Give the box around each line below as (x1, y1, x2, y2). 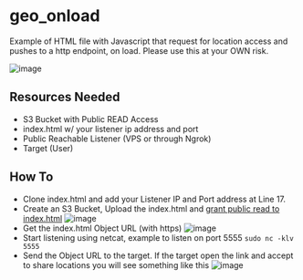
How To (9, 170, 54, 185)
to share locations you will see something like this (22, 259, 210, 270)
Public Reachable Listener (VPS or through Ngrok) (22, 133, 212, 144)
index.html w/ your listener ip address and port (22, 123, 199, 134)
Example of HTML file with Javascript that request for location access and (9, 36, 288, 47)
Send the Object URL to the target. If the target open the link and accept (22, 250, 294, 261)
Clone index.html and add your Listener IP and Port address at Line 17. (22, 193, 286, 204)
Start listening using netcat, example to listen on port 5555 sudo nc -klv (22, 232, 294, 243)
